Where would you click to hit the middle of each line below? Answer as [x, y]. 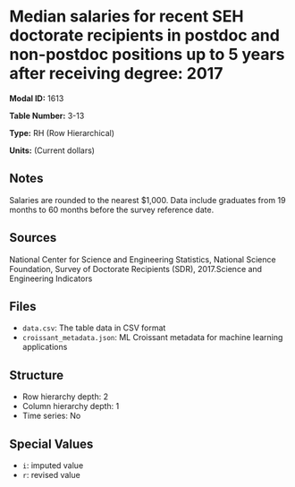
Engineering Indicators [51, 278]
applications [45, 347]
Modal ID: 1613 [37, 98]
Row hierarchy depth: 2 [65, 397]
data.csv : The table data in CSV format [94, 328]
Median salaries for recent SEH [126, 17]
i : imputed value [53, 466]
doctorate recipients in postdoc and [144, 35]
